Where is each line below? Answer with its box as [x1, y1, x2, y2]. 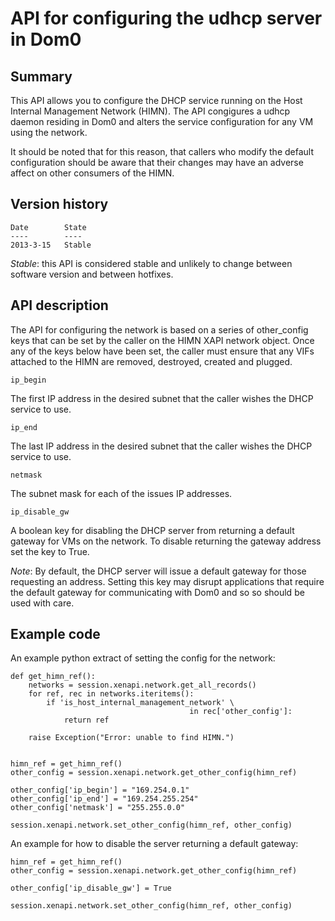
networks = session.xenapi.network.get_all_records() [28, 680, 257, 691]
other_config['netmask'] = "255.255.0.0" [10, 803, 186, 813]
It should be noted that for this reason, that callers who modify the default [10, 146, 315, 157]
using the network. [10, 127, 88, 138]
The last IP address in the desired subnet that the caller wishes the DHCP [10, 440, 313, 452]
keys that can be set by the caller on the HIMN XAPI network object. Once [10, 334, 315, 346]
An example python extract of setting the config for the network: [10, 652, 276, 664]
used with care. [10, 597, 75, 609]
